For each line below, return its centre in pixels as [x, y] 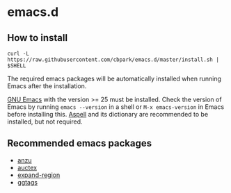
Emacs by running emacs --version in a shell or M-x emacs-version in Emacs [116, 107]
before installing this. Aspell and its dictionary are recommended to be [108, 114]
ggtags [27, 182]
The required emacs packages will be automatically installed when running [114, 78]
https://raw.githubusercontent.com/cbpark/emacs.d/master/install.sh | [113, 60]
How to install [38, 38]
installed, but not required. [45, 121]
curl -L [18, 53]
